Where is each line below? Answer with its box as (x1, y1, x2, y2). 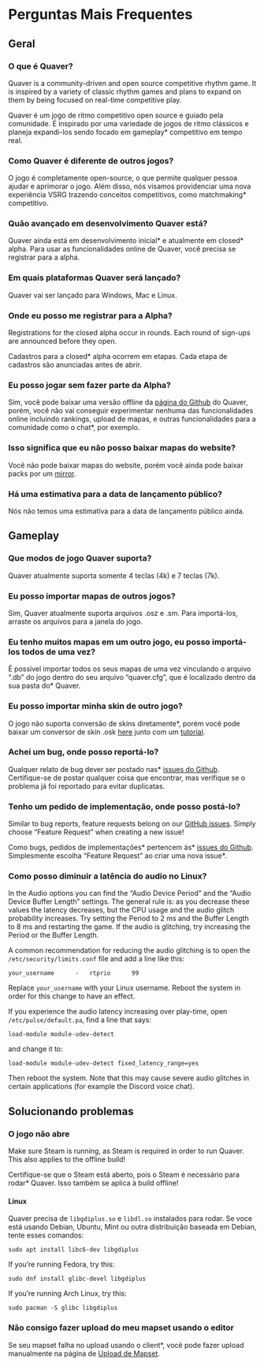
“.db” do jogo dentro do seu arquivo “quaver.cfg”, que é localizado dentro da (8, 673, 256, 682)
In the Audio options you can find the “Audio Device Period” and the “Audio (8, 889, 251, 898)
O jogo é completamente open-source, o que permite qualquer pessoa (8, 174, 238, 183)
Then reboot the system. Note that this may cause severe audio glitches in (8, 1073, 250, 1083)
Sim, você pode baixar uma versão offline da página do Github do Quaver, (8, 397, 248, 407)
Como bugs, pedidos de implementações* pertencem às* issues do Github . (8, 842, 254, 853)
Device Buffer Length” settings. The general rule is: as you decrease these (8, 897, 250, 906)
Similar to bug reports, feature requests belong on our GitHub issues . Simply (8, 819, 256, 829)
